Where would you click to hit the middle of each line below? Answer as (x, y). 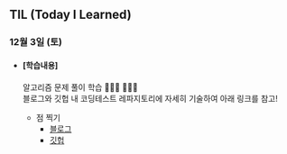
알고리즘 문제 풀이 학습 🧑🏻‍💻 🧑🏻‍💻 (80, 87)
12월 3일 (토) (36, 42)
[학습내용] (40, 65)
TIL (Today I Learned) (71, 15)
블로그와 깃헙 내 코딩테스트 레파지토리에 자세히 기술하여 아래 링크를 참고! (150, 98)
